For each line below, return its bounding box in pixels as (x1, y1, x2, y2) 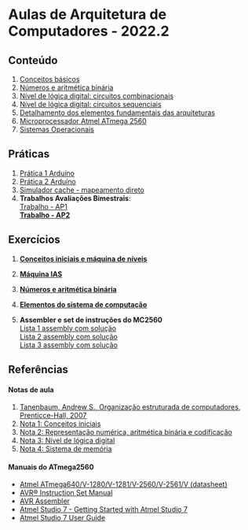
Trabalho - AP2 (19, 210, 71, 220)
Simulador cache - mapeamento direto (19, 185, 145, 195)
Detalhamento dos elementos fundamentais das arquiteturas (19, 108, 216, 117)
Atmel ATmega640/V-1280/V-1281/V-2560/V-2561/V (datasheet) (19, 480, 228, 489)
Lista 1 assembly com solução (19, 323, 116, 332)
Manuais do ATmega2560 (8, 462, 94, 472)
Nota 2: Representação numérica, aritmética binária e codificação (19, 428, 233, 437)
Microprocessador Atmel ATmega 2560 (19, 117, 147, 125)
